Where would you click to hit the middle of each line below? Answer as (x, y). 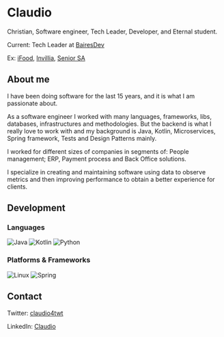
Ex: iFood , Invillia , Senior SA (46, 58)
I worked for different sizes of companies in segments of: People (98, 151)
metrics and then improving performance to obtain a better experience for (111, 179)
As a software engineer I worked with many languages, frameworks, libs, (109, 116)
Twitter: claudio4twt (35, 313)
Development (37, 208)
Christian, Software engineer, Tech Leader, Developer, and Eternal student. (112, 31)
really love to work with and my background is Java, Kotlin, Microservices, (111, 131)
